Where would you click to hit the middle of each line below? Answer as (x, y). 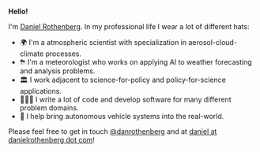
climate (32, 54)
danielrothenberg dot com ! (51, 140)
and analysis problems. (57, 71)
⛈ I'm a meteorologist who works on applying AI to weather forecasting (136, 62)
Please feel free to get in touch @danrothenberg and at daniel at (113, 132)
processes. (63, 54)
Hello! (18, 11)
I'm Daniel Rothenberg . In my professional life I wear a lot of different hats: (129, 26)
